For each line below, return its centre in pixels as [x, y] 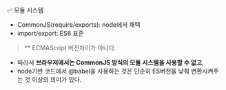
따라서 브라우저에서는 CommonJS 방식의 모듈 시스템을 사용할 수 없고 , [111, 63]
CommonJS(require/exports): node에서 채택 [79, 25]
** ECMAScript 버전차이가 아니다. [70, 48]
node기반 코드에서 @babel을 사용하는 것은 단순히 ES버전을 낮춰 [103, 71]
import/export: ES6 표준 [50, 33]
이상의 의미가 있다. [57, 80]
